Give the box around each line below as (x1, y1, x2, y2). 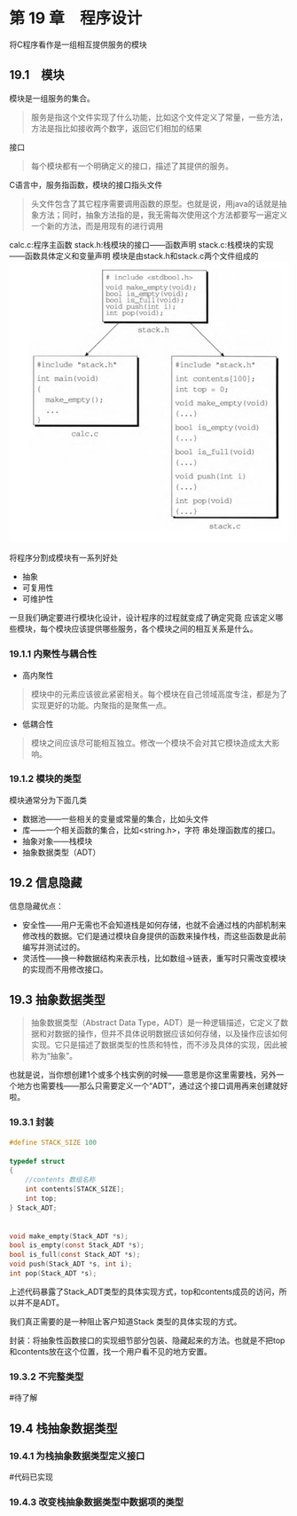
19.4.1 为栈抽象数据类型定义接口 (9, 1449, 145, 1462)
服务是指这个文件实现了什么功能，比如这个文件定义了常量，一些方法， (30, 112, 288, 122)
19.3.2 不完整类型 (9, 1370, 84, 1383)
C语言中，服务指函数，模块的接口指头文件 (9, 179, 163, 190)
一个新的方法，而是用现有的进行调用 (30, 220, 164, 231)
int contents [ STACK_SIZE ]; (25, 1185, 125, 1194)
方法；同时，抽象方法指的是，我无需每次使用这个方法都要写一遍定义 (38, 209, 288, 220)
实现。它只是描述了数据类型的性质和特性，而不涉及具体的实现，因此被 (30, 1039, 288, 1050)
